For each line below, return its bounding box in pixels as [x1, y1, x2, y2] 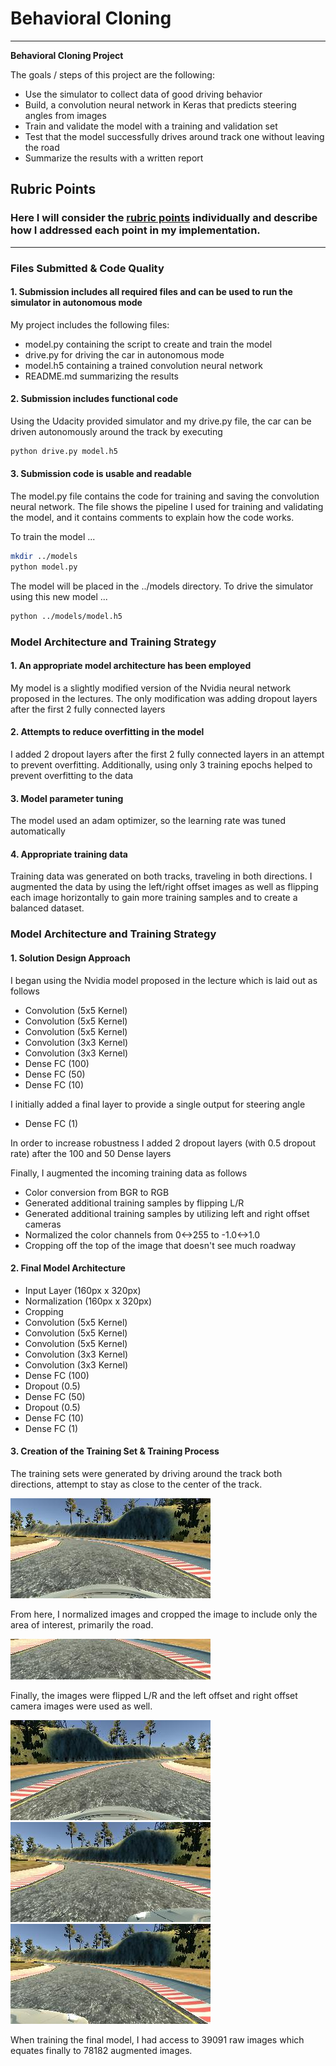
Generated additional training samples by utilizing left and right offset [24, 1207, 310, 1219]
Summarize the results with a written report [24, 152, 204, 164]
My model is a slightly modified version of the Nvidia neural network [10, 682, 292, 694]
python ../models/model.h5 [10, 611, 123, 621]
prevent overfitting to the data [10, 769, 134, 781]
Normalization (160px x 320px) [24, 1295, 153, 1307]
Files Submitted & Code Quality [10, 261, 165, 275]
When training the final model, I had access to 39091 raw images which [10, 2033, 305, 2046]
